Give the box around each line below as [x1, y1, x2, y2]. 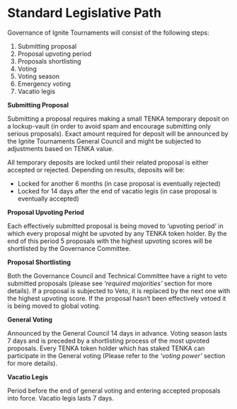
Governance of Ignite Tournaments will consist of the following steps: [7, 28, 210, 37]
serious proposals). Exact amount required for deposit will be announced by [7, 129, 229, 138]
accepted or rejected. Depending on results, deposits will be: [7, 165, 185, 174]
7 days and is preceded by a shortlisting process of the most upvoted [7, 336, 210, 345]
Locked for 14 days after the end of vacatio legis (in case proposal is [17, 186, 217, 195]
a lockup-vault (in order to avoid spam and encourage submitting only [7, 121, 211, 130]
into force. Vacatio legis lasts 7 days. [7, 393, 115, 402]
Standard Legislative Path [7, 5, 161, 21]
